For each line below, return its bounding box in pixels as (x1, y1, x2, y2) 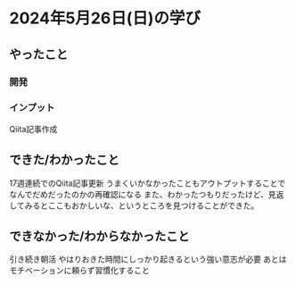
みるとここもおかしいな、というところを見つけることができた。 (24, 200, 259, 211)
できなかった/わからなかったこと (9, 229, 190, 244)
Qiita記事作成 (9, 123, 58, 134)
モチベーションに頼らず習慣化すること (9, 265, 150, 276)
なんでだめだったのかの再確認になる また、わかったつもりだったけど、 (9, 188, 269, 199)
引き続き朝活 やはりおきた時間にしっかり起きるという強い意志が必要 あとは (9, 254, 287, 264)
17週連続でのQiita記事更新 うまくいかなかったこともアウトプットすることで (9, 178, 286, 188)
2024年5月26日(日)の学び (9, 8, 201, 29)
